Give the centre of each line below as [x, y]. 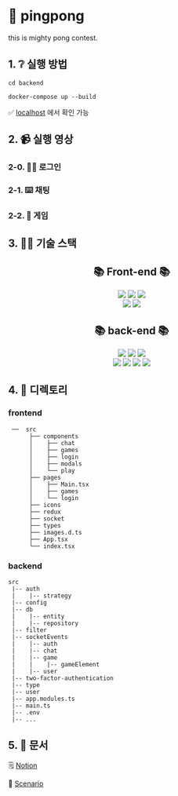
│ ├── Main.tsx [59, 484]
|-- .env [26, 712]
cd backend [26, 83]
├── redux [45, 512]
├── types [45, 525]
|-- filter [29, 630]
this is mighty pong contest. [53, 38]
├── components [54, 436]
